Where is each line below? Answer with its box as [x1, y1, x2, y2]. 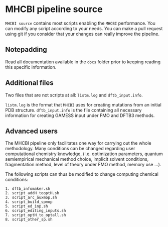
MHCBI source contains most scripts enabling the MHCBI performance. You [5, 20, 155, 26]
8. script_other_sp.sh [5, 217, 53, 222]
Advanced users [5, 127, 58, 135]
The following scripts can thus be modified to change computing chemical [5, 171, 159, 177]
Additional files [5, 79, 54, 87]
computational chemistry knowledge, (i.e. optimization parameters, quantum [5, 151, 163, 157]
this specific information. [5, 64, 57, 70]
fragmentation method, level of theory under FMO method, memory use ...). [5, 162, 161, 168]
